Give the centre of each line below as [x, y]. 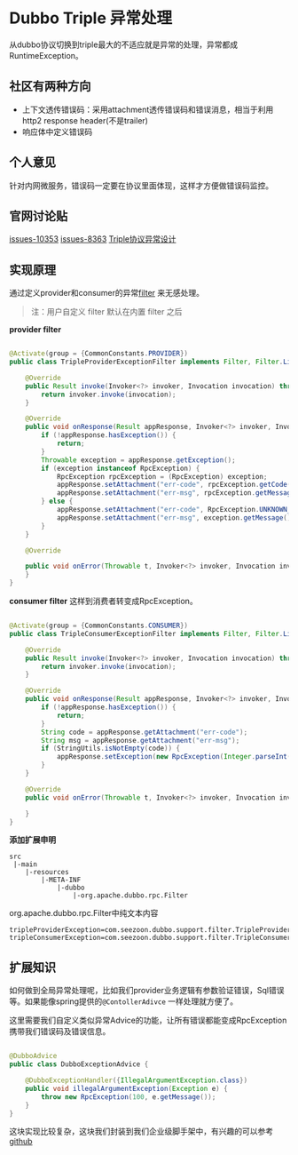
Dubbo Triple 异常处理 [91, 18]
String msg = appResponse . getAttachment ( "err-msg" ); [141, 740]
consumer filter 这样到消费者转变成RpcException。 [103, 601]
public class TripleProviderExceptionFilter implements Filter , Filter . [146, 362]
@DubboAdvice [33, 1056]
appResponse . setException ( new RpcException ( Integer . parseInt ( [174, 757]
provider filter [35, 330]
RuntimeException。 [47, 55]
